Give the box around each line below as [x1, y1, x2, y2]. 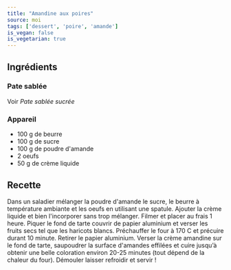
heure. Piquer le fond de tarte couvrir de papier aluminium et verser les [7, 219, 208, 227]
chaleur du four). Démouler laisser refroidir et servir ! [7, 256, 157, 264]
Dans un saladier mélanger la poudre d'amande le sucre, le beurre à [7, 197, 199, 205]
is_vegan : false [7, 29, 54, 36]
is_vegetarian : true [7, 36, 67, 43]
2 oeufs [16, 152, 39, 160]
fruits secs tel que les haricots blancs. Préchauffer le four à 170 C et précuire [7, 226, 225, 234]
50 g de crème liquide [16, 159, 80, 168]
